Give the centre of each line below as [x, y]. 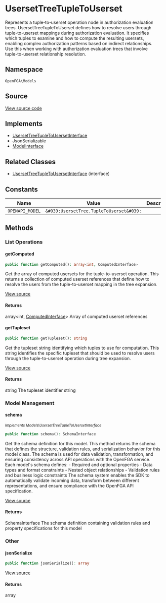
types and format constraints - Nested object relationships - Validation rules [83, 470]
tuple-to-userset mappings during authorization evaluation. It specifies [77, 33]
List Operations [24, 242]
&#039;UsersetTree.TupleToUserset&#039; [93, 211]
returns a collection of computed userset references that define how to [77, 279]
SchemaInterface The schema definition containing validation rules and [78, 523]
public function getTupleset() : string [46, 338]
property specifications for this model [43, 528]
